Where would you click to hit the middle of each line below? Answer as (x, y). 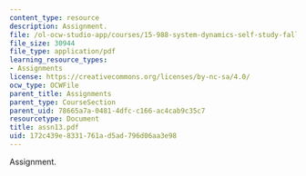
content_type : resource (55, 18)
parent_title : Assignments (61, 93)
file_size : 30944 (42, 43)
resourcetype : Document (55, 119)
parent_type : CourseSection (63, 102)
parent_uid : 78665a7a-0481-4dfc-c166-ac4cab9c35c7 (107, 111)
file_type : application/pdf (63, 52)
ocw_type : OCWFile (44, 85)
